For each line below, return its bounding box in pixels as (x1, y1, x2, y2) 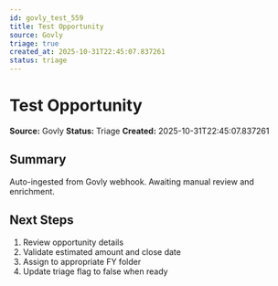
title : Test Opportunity (9, 22, 104, 31)
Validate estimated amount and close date (22, 246, 181, 257)
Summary (9, 152, 67, 167)
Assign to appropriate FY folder (22, 256, 142, 267)
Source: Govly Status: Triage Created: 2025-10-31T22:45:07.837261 (9, 125, 270, 136)
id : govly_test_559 (9, 13, 84, 23)
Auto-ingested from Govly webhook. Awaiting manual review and (9, 175, 254, 187)
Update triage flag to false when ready (22, 266, 168, 277)
